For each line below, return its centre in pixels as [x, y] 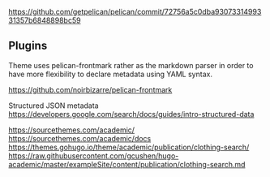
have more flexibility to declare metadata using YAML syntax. [111, 74]
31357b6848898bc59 [45, 20]
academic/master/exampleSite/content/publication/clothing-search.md [127, 164]
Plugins [28, 46]
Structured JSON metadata [54, 106]
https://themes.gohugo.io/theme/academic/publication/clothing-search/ [129, 147]
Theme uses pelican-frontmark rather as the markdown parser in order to [131, 65]
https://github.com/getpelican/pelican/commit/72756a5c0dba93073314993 [135, 12]
